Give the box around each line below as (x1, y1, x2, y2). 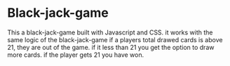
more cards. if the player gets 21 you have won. (7, 51, 144, 59)
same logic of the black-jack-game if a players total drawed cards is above (7, 35, 223, 44)
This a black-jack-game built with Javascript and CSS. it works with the (7, 28, 213, 37)
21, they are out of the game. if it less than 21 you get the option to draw (7, 43, 215, 51)
